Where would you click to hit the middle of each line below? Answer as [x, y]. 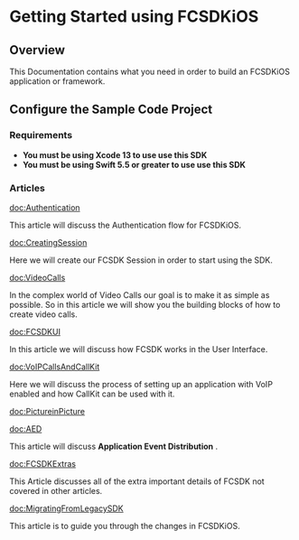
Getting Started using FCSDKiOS [134, 17]
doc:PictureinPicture [47, 411]
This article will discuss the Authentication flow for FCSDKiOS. [126, 225]
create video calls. [44, 314]
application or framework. [57, 81]
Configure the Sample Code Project [111, 110]
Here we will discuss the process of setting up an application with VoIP [141, 384]
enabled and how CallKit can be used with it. [92, 394]
